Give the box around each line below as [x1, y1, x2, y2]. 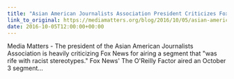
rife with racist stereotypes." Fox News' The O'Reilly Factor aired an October [7, 57, 226, 65]
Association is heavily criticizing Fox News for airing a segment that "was [7, 49, 217, 58]
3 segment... [7, 64, 44, 73]
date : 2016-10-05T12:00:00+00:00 [7, 23, 104, 30]
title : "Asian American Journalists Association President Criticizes [7, 10, 217, 17]
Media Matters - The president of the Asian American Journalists [7, 42, 194, 51]
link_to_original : [7, 17, 61, 24]
